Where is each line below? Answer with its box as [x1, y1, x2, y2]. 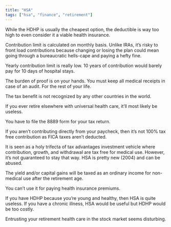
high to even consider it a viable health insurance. [5, 32, 111, 38]
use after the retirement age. [23, 175, 83, 181]
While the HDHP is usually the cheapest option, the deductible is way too [5, 26, 159, 32]
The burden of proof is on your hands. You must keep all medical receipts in [5, 78, 165, 84]
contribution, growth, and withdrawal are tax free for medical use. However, [5, 149, 165, 155]
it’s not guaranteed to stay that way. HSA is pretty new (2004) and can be [5, 154, 160, 161]
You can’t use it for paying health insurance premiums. [5, 185, 120, 191]
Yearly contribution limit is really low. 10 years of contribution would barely [5, 62, 162, 69]
